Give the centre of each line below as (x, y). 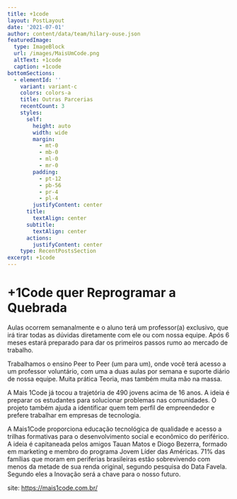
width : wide (51, 133)
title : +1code (28, 14)
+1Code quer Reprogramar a (92, 293)
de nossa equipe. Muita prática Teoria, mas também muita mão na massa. (115, 379)
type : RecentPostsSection (58, 251)
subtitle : (40, 225)
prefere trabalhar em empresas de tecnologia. (74, 415)
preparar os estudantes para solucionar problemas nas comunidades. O (112, 400)
